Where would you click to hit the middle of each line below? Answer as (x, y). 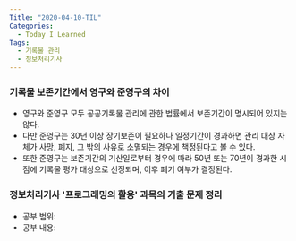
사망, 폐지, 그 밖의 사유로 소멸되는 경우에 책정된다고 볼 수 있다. (147, 147)
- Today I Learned (52, 34)
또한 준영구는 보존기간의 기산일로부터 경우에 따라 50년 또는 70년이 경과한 (150, 159)
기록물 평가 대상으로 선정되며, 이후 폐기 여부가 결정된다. (135, 169)
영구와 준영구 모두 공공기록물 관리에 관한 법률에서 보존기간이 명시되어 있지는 (155, 114)
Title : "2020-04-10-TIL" (55, 17)
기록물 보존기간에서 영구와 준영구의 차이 (89, 92)
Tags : (19, 43)
